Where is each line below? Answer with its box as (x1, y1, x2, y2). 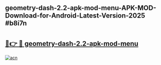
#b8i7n (5, 19, 27, 27)
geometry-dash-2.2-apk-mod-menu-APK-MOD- (5, 4, 157, 12)
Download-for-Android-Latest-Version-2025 (5, 12, 146, 20)
